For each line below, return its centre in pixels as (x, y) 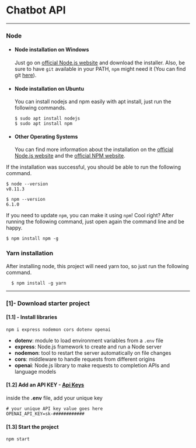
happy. (14, 228)
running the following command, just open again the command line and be (95, 222)
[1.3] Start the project (33, 427)
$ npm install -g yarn (39, 283)
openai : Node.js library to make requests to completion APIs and (92, 365)
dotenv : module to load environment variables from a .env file (89, 340)
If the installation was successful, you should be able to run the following (94, 167)
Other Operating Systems (46, 136)
